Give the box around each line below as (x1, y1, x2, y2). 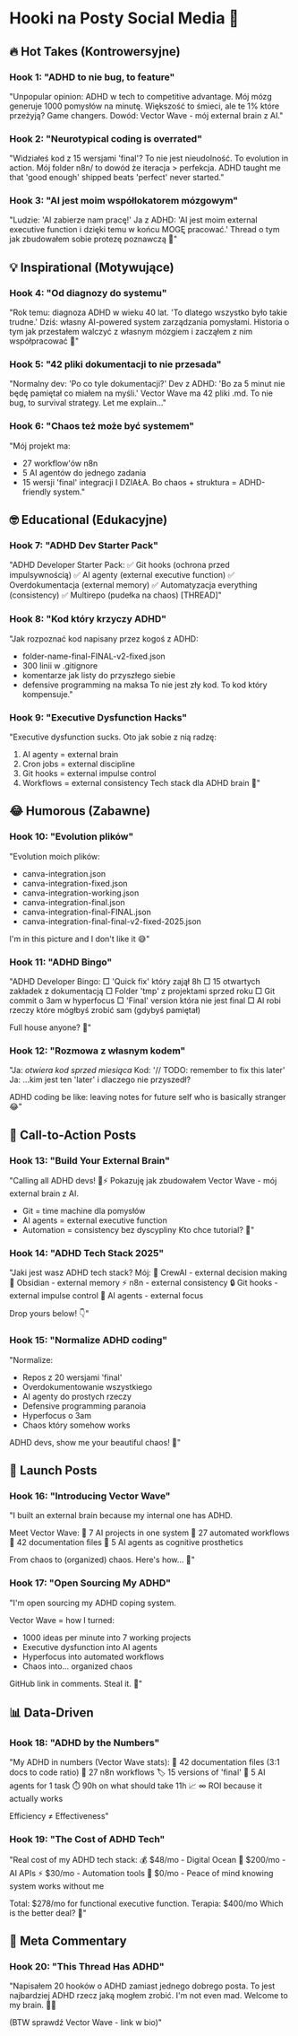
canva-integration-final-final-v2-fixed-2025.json (21, 915, 201, 927)
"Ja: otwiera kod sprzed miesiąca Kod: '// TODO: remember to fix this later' (9, 1065, 285, 1076)
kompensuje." (21, 688, 73, 699)
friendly (21, 486, 52, 497)
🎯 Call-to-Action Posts (9, 1127, 137, 1142)
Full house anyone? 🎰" (9, 1022, 92, 1033)
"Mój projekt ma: (9, 440, 71, 451)
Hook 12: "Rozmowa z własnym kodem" (9, 1044, 186, 1057)
